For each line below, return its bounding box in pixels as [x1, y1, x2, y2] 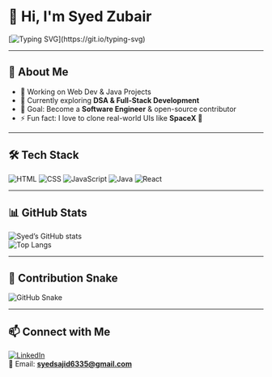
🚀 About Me [8, 65, 69, 79]
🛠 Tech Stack [8, 148, 79, 162]
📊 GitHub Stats [8, 206, 87, 220]
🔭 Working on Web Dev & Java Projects [19, 87, 151, 96]
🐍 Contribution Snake [8, 271, 119, 285]
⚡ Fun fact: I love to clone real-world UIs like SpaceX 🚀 [19, 113, 203, 122]
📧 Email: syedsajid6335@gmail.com [8, 359, 132, 368]
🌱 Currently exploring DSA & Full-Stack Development [19, 95, 200, 105]
